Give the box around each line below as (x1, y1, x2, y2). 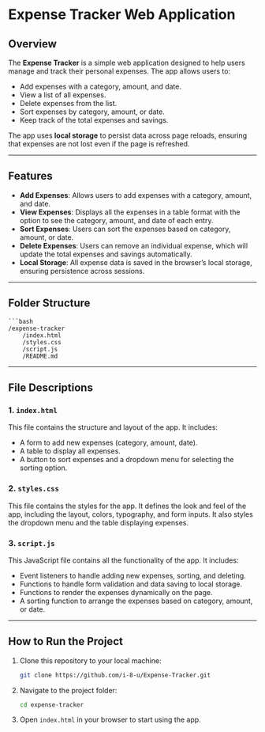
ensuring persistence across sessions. (19, 266, 145, 275)
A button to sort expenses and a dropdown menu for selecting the (19, 455, 234, 465)
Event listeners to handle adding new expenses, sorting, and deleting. (19, 571, 246, 580)
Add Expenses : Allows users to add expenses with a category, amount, (19, 190, 252, 199)
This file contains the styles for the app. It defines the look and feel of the (8, 501, 247, 510)
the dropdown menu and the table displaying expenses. (8, 518, 189, 527)
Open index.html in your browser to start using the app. (19, 715, 201, 725)
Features (8, 169, 53, 183)
